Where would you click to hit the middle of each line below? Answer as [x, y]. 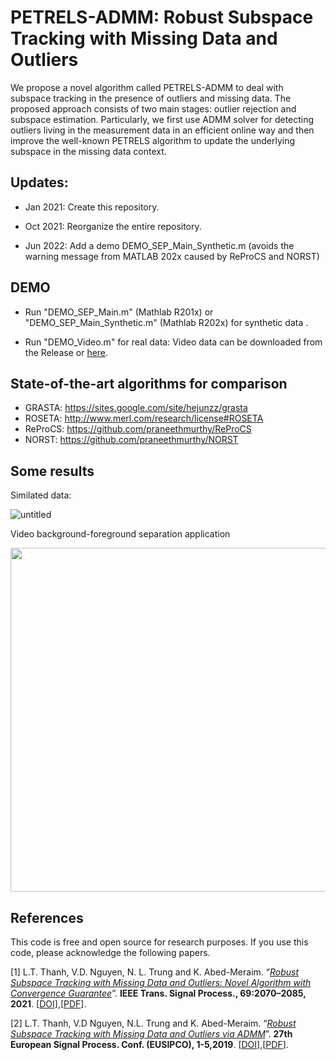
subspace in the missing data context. [88, 151]
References [47, 917]
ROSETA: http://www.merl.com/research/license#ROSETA [144, 418]
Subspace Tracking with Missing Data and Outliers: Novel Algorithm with [161, 982]
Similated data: [41, 495]
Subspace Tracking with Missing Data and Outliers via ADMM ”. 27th [151, 1034]
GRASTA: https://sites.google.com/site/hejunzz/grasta [136, 408]
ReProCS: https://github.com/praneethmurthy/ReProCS [138, 429]
